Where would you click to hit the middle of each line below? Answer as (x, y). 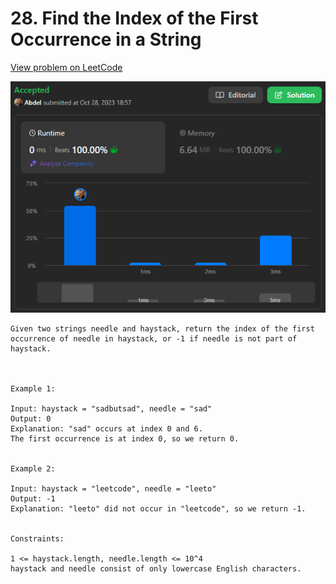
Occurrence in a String (106, 39)
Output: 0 (31, 418)
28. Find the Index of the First (134, 18)
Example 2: (33, 468)
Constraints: (37, 538)
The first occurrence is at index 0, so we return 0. (125, 438)
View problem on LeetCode (66, 67)
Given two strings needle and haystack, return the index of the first (162, 328)
